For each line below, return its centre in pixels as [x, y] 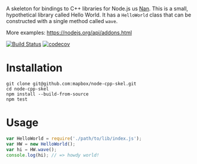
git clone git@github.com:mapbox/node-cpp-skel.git [71, 83]
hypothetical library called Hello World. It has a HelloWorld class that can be [99, 15]
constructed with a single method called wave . [62, 21]
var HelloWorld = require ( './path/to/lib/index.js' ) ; [74, 139]
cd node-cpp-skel [28, 89]
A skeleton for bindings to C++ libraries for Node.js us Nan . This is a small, [97, 9]
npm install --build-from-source [47, 94]
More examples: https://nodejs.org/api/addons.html [69, 33]
